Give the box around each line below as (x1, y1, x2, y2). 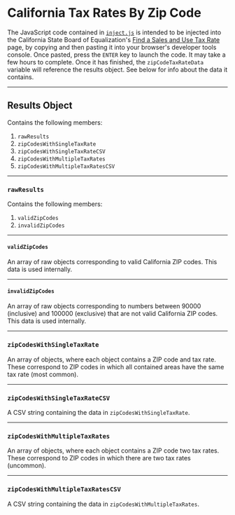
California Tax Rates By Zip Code (7, 5, 201, 21)
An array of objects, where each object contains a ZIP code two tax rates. (7, 446, 220, 455)
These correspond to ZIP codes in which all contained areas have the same (7, 362, 225, 371)
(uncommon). (7, 461, 47, 470)
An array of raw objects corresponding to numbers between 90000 (7, 302, 201, 310)
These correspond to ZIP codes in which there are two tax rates (7, 454, 191, 462)
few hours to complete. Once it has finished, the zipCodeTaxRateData (7, 57, 204, 66)
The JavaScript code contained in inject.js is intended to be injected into (7, 28, 222, 36)
